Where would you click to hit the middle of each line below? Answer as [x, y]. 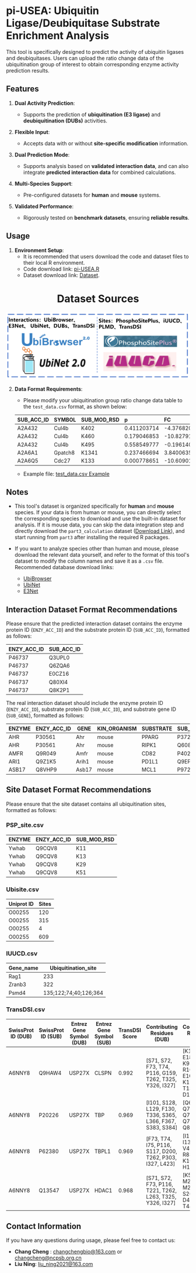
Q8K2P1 [59, 690]
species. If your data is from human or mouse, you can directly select [98, 512]
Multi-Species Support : [43, 183]
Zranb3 [17, 984]
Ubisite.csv [22, 889]
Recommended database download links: [64, 567]
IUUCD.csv [22, 954]
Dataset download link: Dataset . [62, 275]
